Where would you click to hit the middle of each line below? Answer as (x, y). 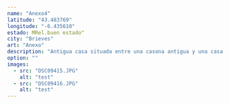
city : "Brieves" (30, 39)
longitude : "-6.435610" (41, 26)
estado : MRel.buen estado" (46, 32)
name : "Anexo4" (29, 13)
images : (18, 64)
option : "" (23, 58)
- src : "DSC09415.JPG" (46, 70)
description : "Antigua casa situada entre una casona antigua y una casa (115, 52)
